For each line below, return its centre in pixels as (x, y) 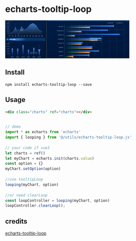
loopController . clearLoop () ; (35, 206)
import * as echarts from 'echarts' (43, 132)
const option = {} (24, 164)
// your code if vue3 (28, 148)
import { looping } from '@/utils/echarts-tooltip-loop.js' (69, 137)
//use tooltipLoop (24, 180)
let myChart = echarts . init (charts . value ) (50, 158)
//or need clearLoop (27, 195)
